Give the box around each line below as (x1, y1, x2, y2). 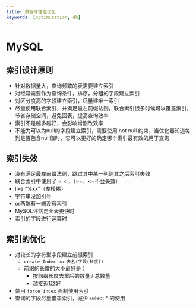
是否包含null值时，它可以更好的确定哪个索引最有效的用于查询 (20, 134, 170, 141)
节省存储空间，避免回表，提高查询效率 (14, 111, 109, 119)
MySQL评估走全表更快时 (14, 207, 75, 215)
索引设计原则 (6, 65, 53, 75)
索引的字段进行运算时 (14, 215, 67, 222)
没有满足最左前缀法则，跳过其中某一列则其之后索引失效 (14, 170, 150, 178)
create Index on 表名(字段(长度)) (23, 259, 104, 265)
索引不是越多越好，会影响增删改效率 (14, 119, 104, 126)
